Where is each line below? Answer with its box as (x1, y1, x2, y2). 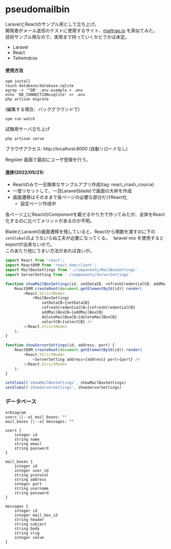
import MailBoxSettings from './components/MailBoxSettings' (5, 268, 138, 273)
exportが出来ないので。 (5, 241, 54, 248)
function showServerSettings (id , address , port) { (5, 343, 115, 348)
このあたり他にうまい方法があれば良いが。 (5, 248, 95, 254)
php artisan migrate (5, 97, 49, 102)
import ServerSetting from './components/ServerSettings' (5, 272, 131, 277)
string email (14, 441, 42, 447)
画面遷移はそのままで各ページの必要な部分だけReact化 (12, 194, 128, 200)
